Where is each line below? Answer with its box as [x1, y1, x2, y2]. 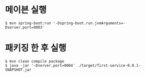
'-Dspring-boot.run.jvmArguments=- [53, 20, 125, 26]
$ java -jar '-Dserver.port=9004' [5, 63, 76, 68]
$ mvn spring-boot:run [5, 20, 51, 26]
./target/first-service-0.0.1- [77, 63, 141, 68]
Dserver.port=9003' [5, 25, 45, 30]
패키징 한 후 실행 [5, 43, 67, 54]
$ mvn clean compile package [5, 59, 64, 63]
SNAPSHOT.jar [5, 67, 32, 72]
